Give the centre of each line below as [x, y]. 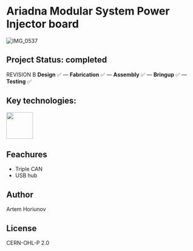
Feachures [27, 154]
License [22, 228]
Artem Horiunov [26, 209]
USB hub [26, 176]
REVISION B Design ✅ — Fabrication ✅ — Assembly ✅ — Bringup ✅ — [96, 75]
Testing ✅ [19, 81]
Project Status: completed [57, 60]
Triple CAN [29, 169]
